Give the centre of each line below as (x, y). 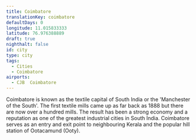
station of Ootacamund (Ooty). (43, 131)
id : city (17, 50)
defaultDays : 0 (25, 22)
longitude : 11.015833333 (36, 28)
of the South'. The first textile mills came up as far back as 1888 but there (95, 106)
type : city (19, 55)
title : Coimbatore (29, 11)
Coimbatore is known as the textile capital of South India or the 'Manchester (98, 99)
